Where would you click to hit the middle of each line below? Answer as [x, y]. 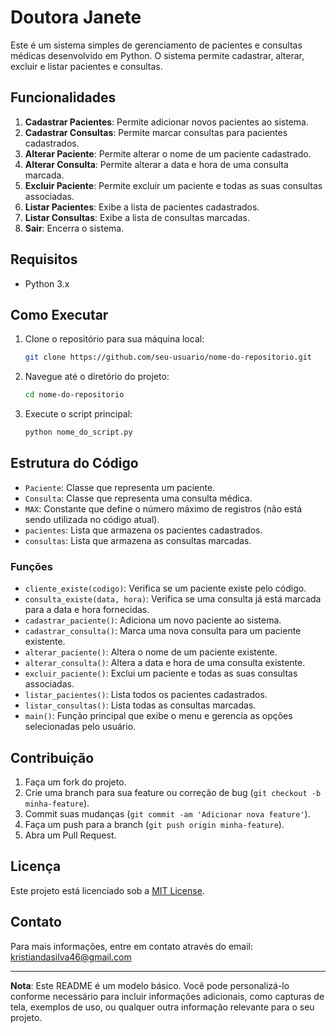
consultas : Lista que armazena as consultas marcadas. [138, 540]
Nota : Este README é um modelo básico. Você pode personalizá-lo [150, 985]
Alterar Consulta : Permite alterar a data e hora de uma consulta [156, 164]
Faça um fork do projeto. [75, 782]
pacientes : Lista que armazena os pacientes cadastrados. [143, 530]
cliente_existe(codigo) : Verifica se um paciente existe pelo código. [165, 588]
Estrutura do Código [74, 463]
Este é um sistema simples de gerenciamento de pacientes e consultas [156, 45]
